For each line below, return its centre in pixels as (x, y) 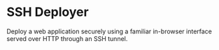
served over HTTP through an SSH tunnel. (67, 38)
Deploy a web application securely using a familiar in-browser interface (109, 31)
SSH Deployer (48, 12)
